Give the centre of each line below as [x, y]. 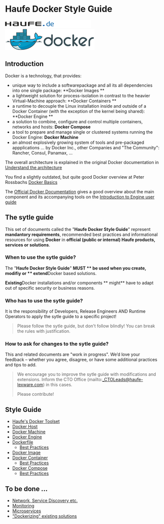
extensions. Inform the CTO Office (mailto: [60, 380]
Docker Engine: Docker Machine [45, 137]
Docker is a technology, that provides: [43, 76]
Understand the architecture [34, 167]
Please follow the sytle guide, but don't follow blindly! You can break [86, 326]
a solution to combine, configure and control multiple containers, [77, 121]
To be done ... [26, 489]
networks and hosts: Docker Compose [51, 127]
